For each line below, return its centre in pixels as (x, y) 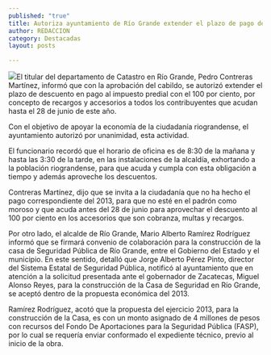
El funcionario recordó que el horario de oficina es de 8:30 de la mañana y (132, 151)
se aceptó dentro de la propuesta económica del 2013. (99, 294)
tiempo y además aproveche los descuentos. (83, 177)
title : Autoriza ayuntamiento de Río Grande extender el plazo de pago (131, 23)
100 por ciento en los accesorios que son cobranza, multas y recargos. (126, 218)
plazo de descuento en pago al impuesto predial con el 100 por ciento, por (132, 94)
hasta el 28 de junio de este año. (63, 111)
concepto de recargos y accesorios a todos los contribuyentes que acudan (133, 102)
